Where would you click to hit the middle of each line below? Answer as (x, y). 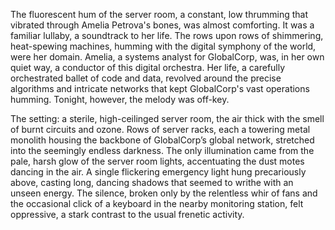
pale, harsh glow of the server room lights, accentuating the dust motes (157, 161)
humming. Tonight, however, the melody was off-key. (120, 99)
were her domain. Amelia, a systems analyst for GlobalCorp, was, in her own (167, 57)
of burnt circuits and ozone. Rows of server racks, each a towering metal (160, 129)
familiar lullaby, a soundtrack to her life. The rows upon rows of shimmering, (167, 35)
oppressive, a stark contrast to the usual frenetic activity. (127, 214)
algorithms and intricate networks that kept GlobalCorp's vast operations (160, 88)
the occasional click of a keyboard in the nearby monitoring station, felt (157, 203)
